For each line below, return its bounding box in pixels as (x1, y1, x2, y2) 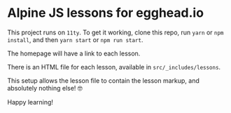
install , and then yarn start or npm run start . (7, 35, 143, 44)
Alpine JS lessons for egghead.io (7, 5, 204, 21)
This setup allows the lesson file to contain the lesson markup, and (7, 76, 199, 85)
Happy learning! (7, 98, 54, 106)
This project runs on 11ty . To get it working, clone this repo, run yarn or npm (7, 28, 224, 36)
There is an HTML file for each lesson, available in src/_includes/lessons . (7, 62, 221, 71)
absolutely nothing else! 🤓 (7, 84, 83, 92)
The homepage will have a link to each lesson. (7, 49, 141, 58)
